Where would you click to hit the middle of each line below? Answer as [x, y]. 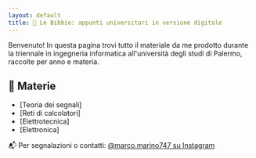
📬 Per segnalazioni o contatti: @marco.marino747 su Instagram [112, 145]
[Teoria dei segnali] [50, 105]
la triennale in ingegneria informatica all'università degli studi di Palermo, [125, 53]
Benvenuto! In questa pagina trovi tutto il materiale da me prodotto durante [128, 45]
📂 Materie [32, 86]
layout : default [34, 15]
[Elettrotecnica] [44, 121]
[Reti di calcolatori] [50, 113]
